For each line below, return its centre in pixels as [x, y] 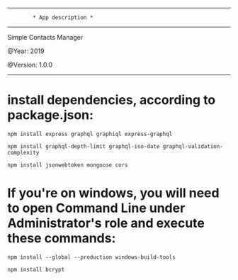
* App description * [63, 18]
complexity [23, 152]
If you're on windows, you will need [113, 193]
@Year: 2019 [26, 51]
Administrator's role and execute [106, 223]
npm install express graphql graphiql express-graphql [90, 134]
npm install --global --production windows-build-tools [91, 257]
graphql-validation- [193, 146]
